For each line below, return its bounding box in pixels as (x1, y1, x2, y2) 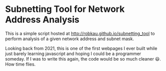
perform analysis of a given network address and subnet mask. (5, 36, 134, 42)
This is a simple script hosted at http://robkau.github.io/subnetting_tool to (5, 30, 155, 36)
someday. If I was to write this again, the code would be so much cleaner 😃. (5, 56, 161, 62)
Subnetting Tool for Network (5, 3, 125, 15)
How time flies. (5, 61, 36, 67)
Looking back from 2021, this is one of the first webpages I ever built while (5, 45, 158, 51)
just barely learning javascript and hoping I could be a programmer (5, 51, 141, 57)
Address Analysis (5, 14, 80, 25)
